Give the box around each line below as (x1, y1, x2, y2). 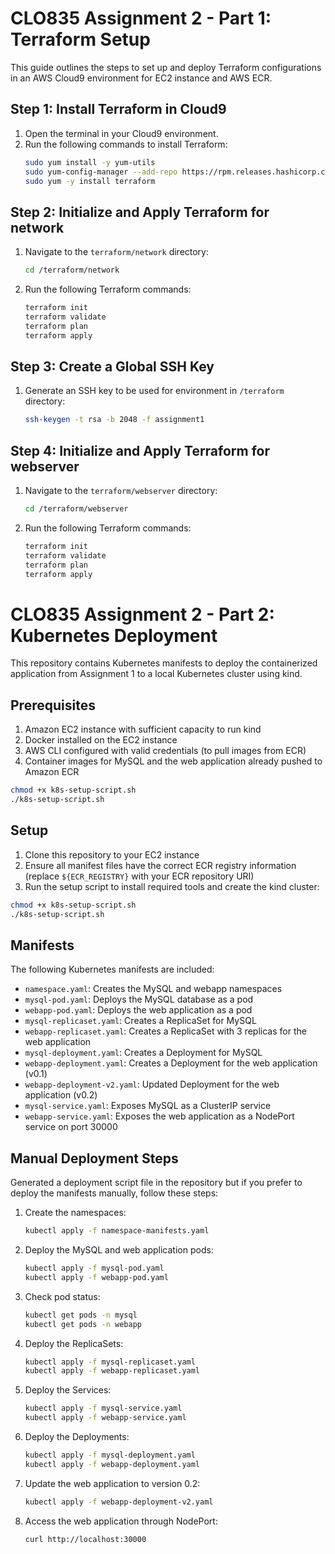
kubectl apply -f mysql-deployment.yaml (24, 1450, 196, 1460)
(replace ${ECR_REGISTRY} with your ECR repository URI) (24, 870, 255, 882)
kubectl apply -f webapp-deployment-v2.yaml (24, 1497, 214, 1507)
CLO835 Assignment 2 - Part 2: (10, 603, 275, 626)
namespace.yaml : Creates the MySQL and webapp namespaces (24, 983, 283, 995)
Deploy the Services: (24, 1384, 112, 1396)
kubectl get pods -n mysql (24, 1310, 138, 1320)
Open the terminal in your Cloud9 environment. (24, 127, 219, 139)
